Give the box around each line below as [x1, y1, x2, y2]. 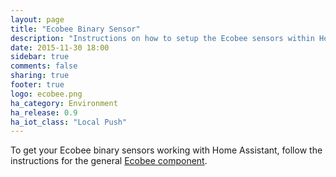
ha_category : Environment [10, 98, 118, 108]
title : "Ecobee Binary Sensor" [10, 24, 141, 34]
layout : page [10, 14, 65, 25]
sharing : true [10, 71, 70, 81]
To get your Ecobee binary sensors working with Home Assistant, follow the [10, 144, 323, 156]
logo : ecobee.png [10, 89, 83, 99]
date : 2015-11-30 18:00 [10, 42, 110, 53]
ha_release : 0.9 [10, 107, 78, 118]
